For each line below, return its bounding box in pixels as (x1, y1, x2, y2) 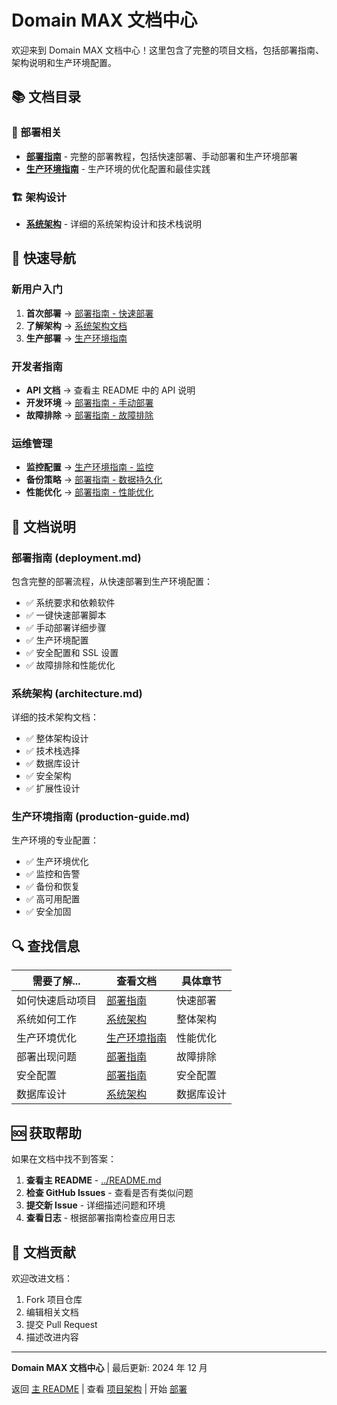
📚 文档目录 (11, 89, 82, 106)
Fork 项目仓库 (25, 1293, 83, 1305)
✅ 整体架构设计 (25, 732, 89, 745)
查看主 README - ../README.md (25, 1174, 162, 1186)
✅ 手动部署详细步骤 (25, 621, 107, 633)
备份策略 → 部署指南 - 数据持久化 (25, 474, 163, 486)
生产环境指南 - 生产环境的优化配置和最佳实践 (25, 162, 211, 175)
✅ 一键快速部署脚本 (25, 609, 107, 621)
